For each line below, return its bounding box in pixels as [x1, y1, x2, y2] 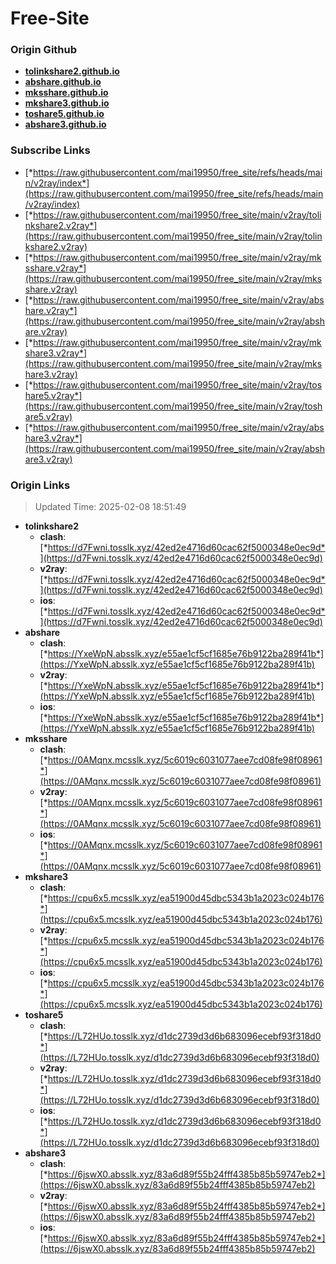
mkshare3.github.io [24, 97, 110, 109]
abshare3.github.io [24, 118, 107, 131]
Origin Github [10, 43, 78, 57]
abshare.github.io [24, 76, 102, 88]
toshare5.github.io [24, 108, 105, 120]
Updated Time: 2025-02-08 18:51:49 [34, 501, 187, 513]
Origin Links [10, 478, 71, 492]
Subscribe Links [10, 143, 91, 157]
